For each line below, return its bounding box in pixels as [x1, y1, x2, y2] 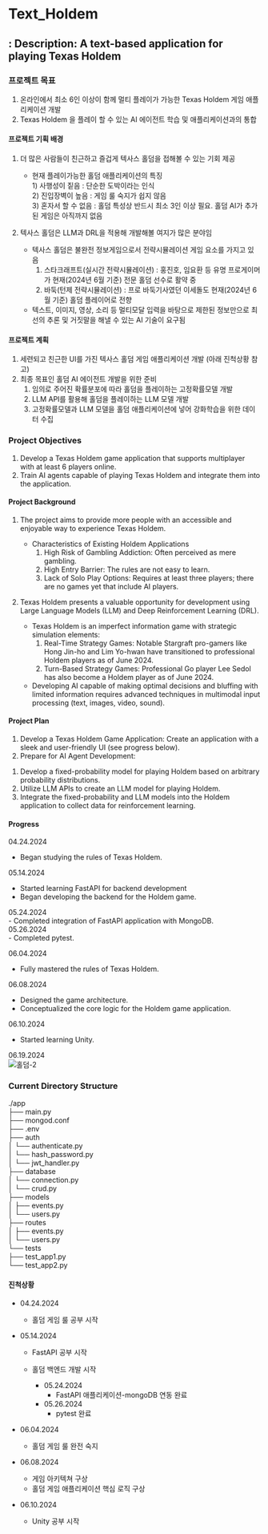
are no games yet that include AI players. [43, 581, 179, 591]
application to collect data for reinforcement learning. [19, 800, 196, 810]
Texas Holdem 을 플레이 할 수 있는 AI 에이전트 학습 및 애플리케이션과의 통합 [19, 114, 258, 124]
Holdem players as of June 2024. [43, 655, 154, 665]
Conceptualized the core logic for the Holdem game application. [19, 1004, 232, 1014]
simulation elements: [31, 629, 101, 639]
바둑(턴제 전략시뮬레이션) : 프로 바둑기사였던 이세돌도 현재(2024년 [43, 285, 250, 295]
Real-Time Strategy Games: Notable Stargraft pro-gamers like [43, 638, 247, 648]
